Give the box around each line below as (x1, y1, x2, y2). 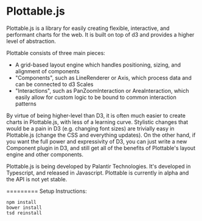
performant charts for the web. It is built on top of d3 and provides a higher (6, 31, 195, 38)
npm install (6, 199, 37, 205)
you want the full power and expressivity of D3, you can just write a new (6, 137, 187, 145)
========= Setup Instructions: (6, 187, 87, 195)
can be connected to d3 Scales (15, 81, 94, 88)
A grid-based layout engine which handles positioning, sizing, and (15, 61, 181, 68)
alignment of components (15, 67, 80, 74)
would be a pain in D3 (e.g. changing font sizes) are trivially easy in (6, 125, 175, 132)
